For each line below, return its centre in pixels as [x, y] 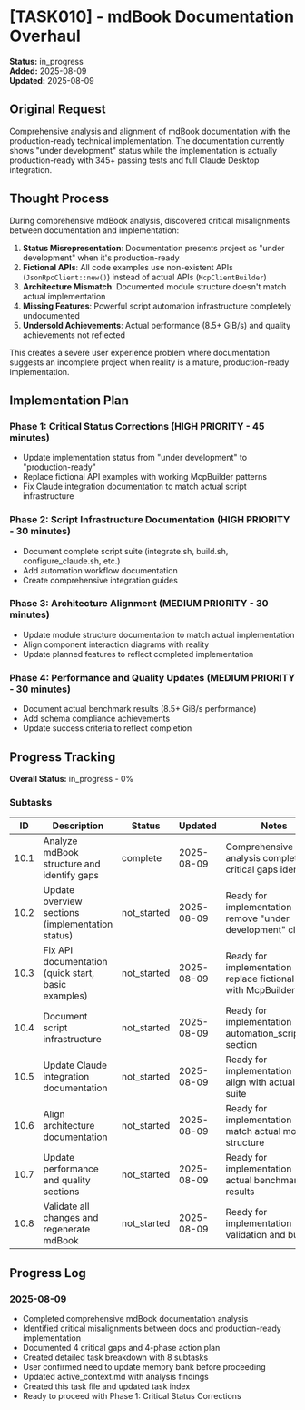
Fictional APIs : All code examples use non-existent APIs [128, 267]
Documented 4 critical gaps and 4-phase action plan [121, 1347]
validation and [256, 1235]
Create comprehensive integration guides [100, 580]
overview [63, 901]
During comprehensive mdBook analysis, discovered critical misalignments [150, 220]
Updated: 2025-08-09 [52, 80]
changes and [71, 1218]
